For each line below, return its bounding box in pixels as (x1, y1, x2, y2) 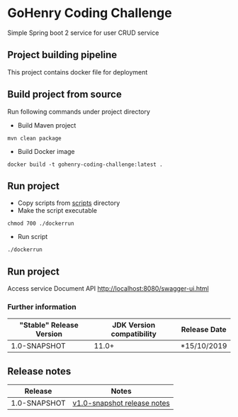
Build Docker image (17, 147, 76, 155)
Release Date (181, 325, 227, 335)
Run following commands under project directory (7, 107, 151, 116)
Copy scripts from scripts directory (17, 199, 120, 207)
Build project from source (7, 89, 122, 101)
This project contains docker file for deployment (7, 67, 148, 76)
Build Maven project (17, 121, 76, 129)
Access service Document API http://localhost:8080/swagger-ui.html (7, 284, 209, 293)
